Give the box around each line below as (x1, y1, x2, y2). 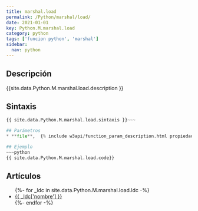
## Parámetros (6, 128, 41, 134)
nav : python (11, 47, 41, 53)
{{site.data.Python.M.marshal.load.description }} (6, 84, 124, 91)
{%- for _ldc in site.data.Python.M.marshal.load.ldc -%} (14, 187, 150, 194)
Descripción (6, 69, 52, 79)
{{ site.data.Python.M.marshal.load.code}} (6, 154, 115, 161)
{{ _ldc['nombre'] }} (14, 193, 62, 200)
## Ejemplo (6, 144, 33, 150)
